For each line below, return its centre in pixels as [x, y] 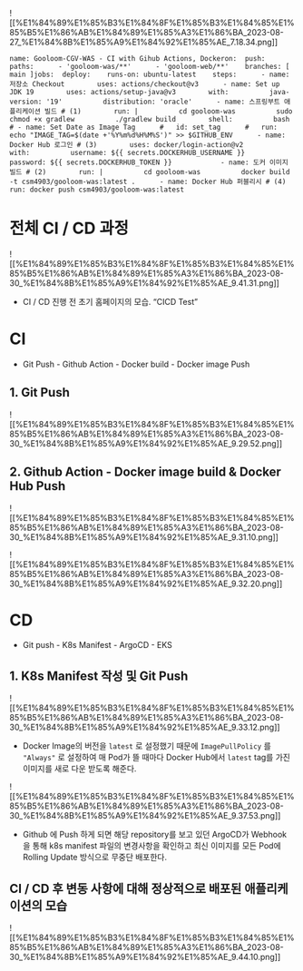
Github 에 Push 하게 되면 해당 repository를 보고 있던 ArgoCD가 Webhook [155, 835]
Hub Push [38, 486]
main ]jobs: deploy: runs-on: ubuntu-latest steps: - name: [150, 74]
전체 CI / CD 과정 [69, 228]
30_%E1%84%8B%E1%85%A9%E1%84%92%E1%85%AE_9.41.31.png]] [144, 283]
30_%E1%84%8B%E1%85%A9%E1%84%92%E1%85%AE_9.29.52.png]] [146, 443]
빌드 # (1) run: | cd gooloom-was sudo [168, 112]
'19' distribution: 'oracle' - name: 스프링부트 [163, 102]
